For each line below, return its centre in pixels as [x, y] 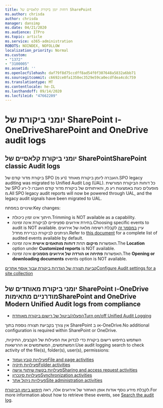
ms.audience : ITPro [25, 32]
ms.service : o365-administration [39, 41]
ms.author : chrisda [25, 14]
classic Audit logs [33, 166]
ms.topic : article [24, 37]
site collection [19, 273]
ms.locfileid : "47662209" [31, 96]
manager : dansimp [23, 23]
